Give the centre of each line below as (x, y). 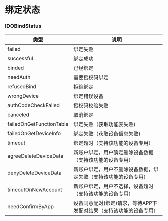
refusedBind (22, 87)
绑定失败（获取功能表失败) (104, 124)
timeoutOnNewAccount (35, 190)
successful (20, 59)
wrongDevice (23, 96)
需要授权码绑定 (91, 78)
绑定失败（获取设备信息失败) (107, 134)
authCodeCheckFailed (34, 105)
